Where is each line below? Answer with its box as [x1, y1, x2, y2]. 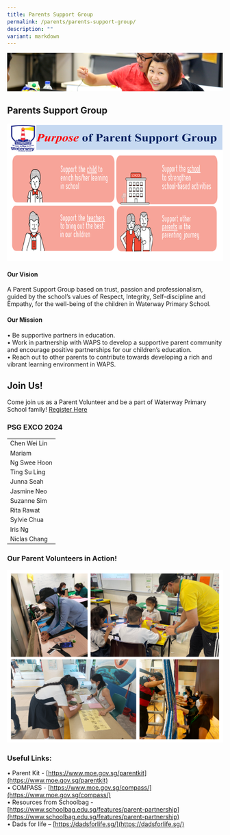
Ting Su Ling [10, 468, 46, 476]
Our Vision [7, 270, 38, 278]
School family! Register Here [7, 405, 88, 414]
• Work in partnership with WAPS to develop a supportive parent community [7, 338, 222, 346]
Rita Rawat [10, 506, 40, 515]
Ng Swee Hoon [10, 458, 53, 467]
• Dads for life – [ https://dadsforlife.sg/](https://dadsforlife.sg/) [7, 820, 185, 828]
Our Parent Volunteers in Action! [7, 554, 118, 563]
